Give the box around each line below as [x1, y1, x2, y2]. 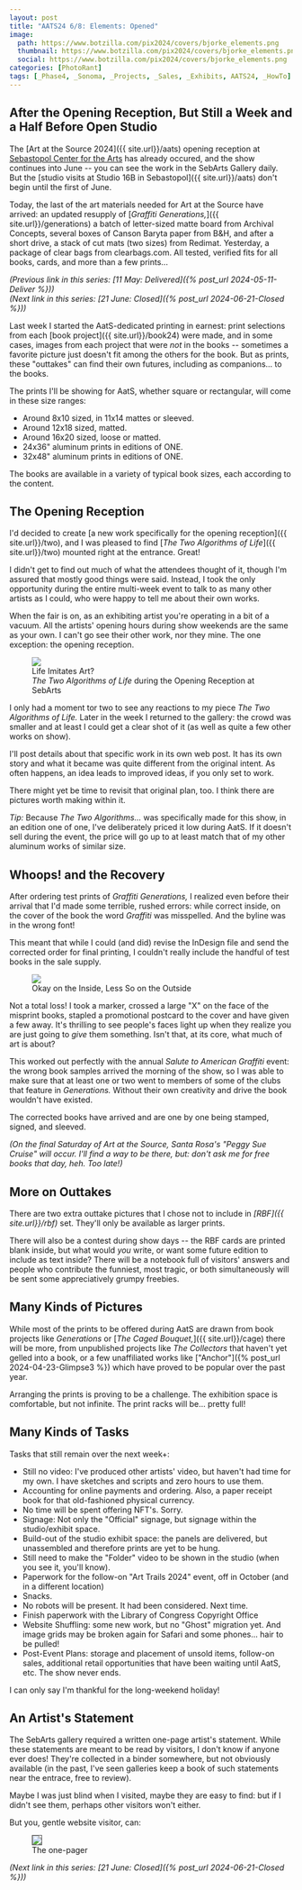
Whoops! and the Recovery [9, 867, 165, 882]
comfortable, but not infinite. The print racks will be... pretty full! [9, 1398, 246, 1409]
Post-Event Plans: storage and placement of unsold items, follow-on [22, 1648, 275, 1658]
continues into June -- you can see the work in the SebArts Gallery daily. [9, 162, 279, 173]
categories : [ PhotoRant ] [9, 64, 102, 73]
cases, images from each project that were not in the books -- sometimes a [9, 339, 289, 350]
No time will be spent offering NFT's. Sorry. [22, 1504, 183, 1515]
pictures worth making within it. [9, 795, 126, 806]
